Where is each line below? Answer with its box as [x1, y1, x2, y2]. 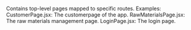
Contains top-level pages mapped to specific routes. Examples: [6, 5, 161, 12]
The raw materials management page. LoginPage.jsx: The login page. [6, 18, 176, 24]
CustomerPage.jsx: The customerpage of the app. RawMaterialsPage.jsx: [6, 11, 186, 18]
